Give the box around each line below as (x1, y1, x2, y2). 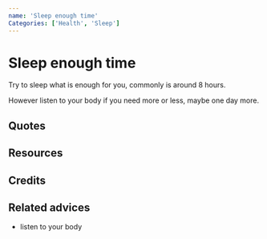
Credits (8, 173, 47, 187)
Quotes (8, 119, 47, 132)
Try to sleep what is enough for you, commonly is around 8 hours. (8, 80, 226, 90)
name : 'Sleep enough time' (8, 11, 99, 20)
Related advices (8, 201, 91, 214)
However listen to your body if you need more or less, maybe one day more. (8, 95, 259, 105)
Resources (8, 146, 63, 160)
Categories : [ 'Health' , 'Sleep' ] (8, 19, 120, 27)
